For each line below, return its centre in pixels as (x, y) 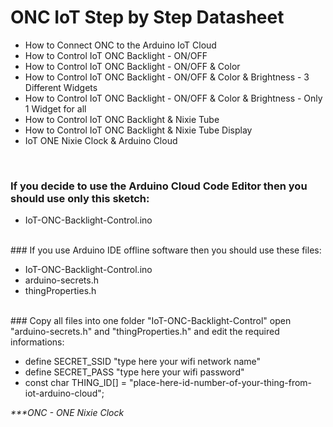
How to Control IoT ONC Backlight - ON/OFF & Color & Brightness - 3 (167, 77)
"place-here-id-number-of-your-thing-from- (220, 383)
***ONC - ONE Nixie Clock (67, 413)
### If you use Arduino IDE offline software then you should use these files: (166, 250)
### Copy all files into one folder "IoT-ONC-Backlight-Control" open (151, 321)
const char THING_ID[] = (76, 383)
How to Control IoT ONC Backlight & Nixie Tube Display (138, 130)
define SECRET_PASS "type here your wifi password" (134, 372)
